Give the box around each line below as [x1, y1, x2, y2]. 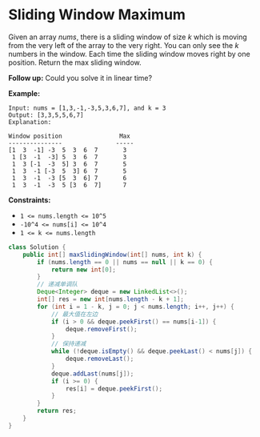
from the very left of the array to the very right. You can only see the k [8, 40, 239, 50]
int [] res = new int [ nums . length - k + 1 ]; [37, 295, 184, 303]
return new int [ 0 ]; [50, 266, 116, 274]
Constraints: [8, 194, 51, 205]
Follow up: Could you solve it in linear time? [8, 73, 153, 82]
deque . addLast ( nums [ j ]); [50, 370, 134, 378]
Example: [8, 88, 41, 98]
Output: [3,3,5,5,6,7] [8, 110, 84, 119]
